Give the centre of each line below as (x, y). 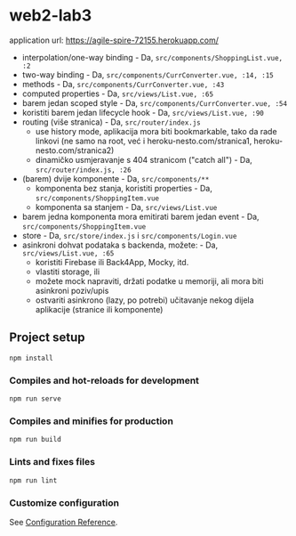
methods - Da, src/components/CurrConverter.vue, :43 (123, 84)
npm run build (36, 440)
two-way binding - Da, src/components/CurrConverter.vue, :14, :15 (148, 74)
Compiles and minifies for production (91, 421)
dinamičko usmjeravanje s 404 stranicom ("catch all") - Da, (144, 159)
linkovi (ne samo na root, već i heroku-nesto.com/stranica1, (144, 141)
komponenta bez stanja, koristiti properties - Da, (124, 188)
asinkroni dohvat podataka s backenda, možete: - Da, (120, 245)
